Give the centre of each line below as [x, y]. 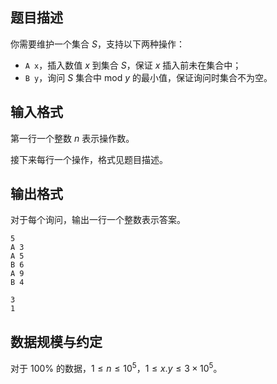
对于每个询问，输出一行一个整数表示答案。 [98, 220]
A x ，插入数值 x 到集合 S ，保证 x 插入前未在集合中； [133, 65]
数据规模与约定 [56, 341]
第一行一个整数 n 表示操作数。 [72, 138]
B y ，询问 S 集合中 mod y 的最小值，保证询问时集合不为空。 [148, 77]
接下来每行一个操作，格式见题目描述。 [89, 159]
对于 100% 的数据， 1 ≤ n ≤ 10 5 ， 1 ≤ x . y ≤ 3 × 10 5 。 [116, 367]
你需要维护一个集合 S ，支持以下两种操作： [97, 44]
